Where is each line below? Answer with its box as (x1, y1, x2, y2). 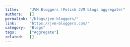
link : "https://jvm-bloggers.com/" (5, 21, 90, 26)
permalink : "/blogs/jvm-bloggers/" (5, 16, 79, 21)
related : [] (5, 35, 35, 40)
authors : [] (5, 12, 35, 17)
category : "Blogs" (5, 25, 46, 30)
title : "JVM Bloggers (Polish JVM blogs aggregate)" (5, 7, 126, 12)
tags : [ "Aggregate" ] (5, 30, 59, 35)
